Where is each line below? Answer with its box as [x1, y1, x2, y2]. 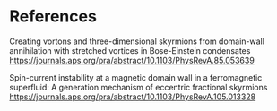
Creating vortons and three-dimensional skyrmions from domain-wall [9, 36, 264, 47]
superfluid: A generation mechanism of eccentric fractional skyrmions [9, 81, 268, 92]
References [9, 6, 97, 27]
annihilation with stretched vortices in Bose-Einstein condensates [9, 45, 251, 55]
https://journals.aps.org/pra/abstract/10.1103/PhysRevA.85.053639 [9, 55, 255, 65]
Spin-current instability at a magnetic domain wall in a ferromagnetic [9, 72, 263, 82]
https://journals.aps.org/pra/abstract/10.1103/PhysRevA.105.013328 [9, 91, 256, 102]
